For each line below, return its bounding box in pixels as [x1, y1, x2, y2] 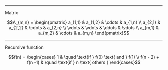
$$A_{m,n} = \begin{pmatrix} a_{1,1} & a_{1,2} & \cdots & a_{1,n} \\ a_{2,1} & [7, 19, 161, 25]
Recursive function [5, 44, 44, 50]
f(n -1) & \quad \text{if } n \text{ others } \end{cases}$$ [27, 59, 141, 65]
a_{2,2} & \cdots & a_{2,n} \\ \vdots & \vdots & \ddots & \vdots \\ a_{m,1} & [9, 25, 159, 30]
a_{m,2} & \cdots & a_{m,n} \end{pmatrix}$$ [38, 30, 130, 36]
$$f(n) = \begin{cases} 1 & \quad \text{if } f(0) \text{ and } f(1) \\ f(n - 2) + [8, 54, 160, 60]
